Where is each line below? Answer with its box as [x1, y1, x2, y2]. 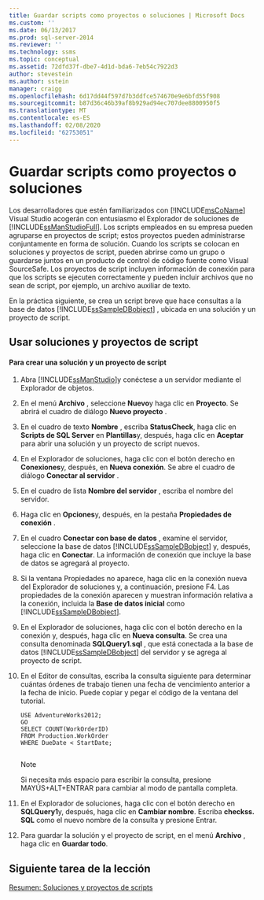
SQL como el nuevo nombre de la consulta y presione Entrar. [20, 816, 218, 825]
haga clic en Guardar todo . [20, 839, 108, 849]
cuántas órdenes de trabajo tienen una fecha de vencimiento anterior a [20, 680, 251, 689]
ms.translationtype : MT [9, 107, 87, 115]
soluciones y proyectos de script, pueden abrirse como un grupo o [9, 247, 225, 257]
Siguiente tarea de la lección [9, 861, 152, 875]
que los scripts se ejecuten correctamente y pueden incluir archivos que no [9, 272, 254, 282]
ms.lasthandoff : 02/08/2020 [9, 121, 101, 129]
